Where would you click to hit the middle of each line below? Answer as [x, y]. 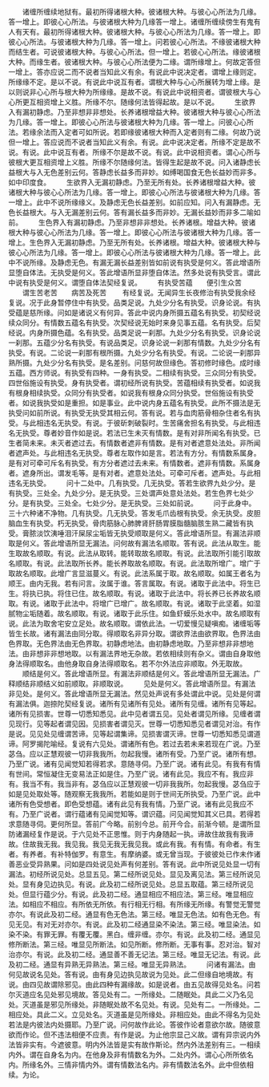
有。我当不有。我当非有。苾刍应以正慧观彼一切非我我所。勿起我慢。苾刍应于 [134, 784]
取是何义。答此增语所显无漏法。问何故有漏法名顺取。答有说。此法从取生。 [131, 543]
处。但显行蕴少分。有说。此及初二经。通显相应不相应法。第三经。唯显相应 [131, 894]
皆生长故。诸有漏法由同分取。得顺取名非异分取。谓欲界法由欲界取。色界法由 [134, 633]
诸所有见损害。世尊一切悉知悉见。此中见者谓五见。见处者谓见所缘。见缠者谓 [134, 714]
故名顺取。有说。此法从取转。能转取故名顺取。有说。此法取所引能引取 [138, 553]
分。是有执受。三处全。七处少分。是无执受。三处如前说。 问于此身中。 [132, 503]
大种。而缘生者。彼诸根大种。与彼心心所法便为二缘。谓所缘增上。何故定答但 [134, 62]
